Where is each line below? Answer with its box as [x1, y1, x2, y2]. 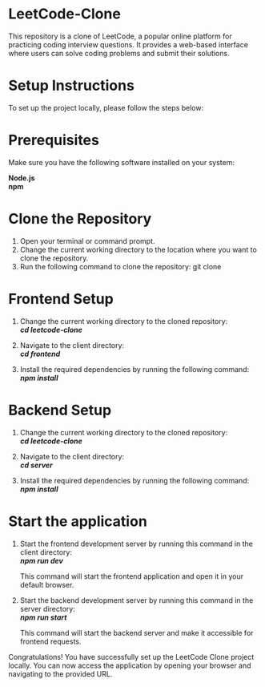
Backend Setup [8, 401, 112, 419]
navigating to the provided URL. [8, 669, 113, 678]
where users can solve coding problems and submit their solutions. [8, 48, 230, 58]
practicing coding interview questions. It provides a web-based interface [8, 39, 248, 49]
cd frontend [19, 349, 61, 358]
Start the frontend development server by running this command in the [19, 539, 254, 548]
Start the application [8, 512, 148, 530]
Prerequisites [8, 131, 100, 149]
